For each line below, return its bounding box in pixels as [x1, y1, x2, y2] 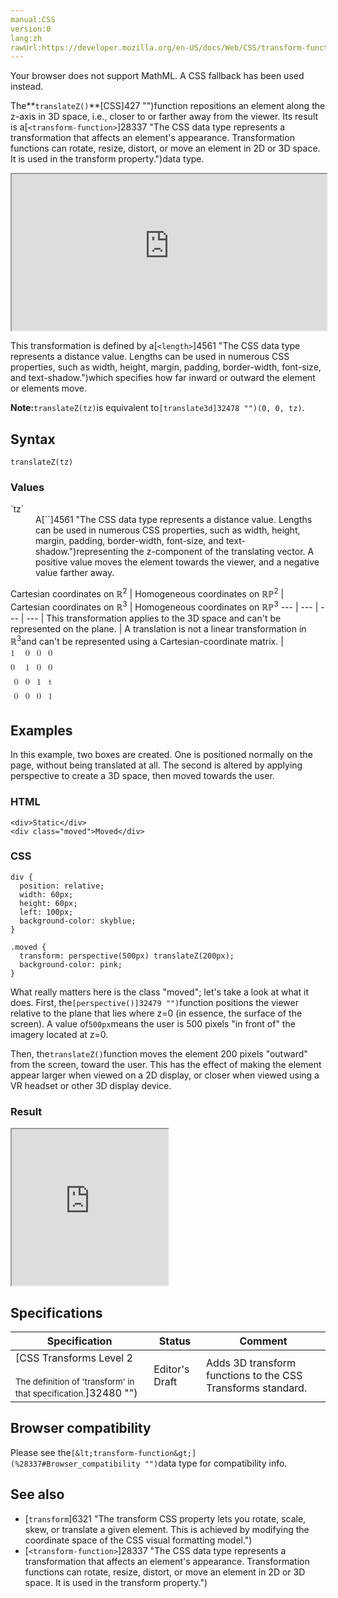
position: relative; [19, 881, 105, 891]
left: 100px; [19, 907, 74, 917]
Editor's [153, 1362, 190, 1376]
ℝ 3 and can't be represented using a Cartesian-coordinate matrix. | [10, 633, 284, 647]
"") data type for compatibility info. [144, 1457, 288, 1469]
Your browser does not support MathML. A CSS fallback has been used [10, 70, 305, 82]
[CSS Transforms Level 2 [15, 1351, 133, 1365]
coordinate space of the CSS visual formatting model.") [24, 1534, 253, 1546]
